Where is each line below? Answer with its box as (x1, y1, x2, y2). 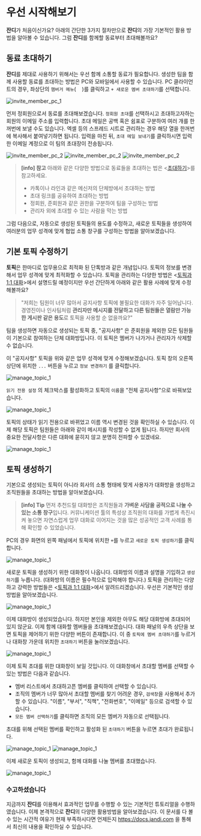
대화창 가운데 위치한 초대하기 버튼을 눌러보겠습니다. (12, 638, 130, 646)
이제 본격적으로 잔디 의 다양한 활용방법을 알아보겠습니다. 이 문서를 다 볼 (28, 808, 194, 815)
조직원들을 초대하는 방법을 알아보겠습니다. (6, 489, 104, 496)
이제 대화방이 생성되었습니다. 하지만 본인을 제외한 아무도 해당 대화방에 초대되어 (6, 616, 191, 623)
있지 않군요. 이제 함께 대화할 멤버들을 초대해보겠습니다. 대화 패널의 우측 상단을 (6, 623, 189, 631)
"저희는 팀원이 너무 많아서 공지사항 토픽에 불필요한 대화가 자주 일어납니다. (20, 298, 193, 306)
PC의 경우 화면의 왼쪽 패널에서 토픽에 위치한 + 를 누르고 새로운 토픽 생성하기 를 (6, 537, 183, 544)
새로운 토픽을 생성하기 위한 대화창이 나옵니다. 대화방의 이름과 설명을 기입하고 (6, 569, 186, 576)
